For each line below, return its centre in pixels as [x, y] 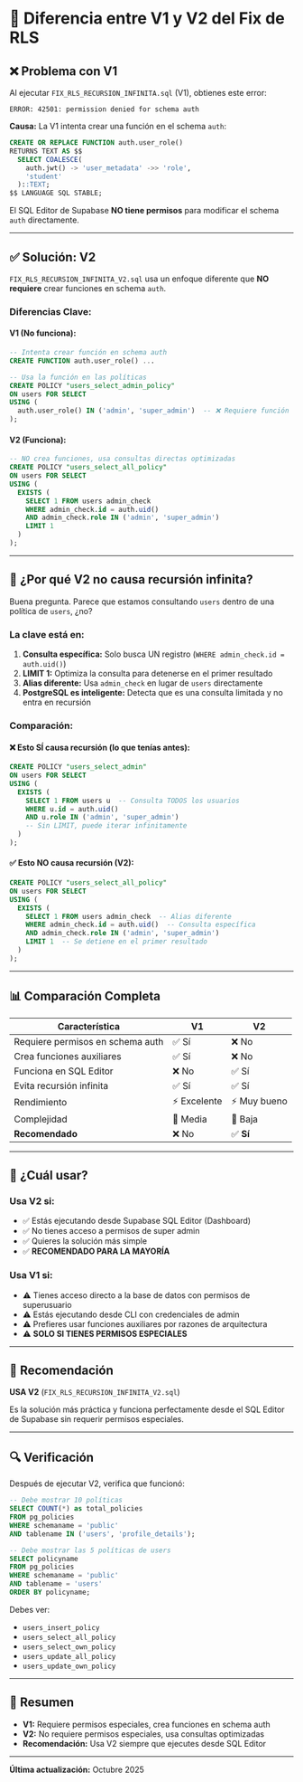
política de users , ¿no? [51, 611]
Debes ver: [30, 1609]
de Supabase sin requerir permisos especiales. [97, 1419]
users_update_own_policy [69, 1666]
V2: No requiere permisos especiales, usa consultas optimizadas [143, 1734]
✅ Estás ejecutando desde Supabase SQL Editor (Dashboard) [136, 1221]
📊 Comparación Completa [85, 996]
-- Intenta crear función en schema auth [88, 353]
